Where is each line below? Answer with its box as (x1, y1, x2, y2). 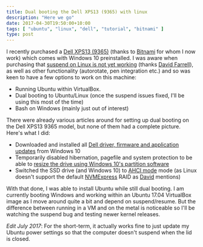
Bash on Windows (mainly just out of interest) (15, 105, 129, 112)
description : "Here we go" (6, 15, 75, 21)
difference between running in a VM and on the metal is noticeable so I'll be (6, 204, 195, 212)
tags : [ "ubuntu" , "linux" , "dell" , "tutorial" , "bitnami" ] (6, 25, 164, 32)
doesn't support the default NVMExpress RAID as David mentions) (15, 173, 181, 180)
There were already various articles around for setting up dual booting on (6, 116, 189, 124)
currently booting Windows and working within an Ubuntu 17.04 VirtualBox (6, 191, 192, 199)
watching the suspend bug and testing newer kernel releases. (6, 211, 161, 218)
